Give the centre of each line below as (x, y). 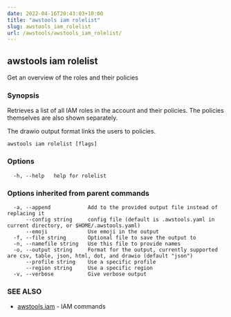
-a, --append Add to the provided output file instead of (115, 207)
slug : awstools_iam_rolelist (49, 26)
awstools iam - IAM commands (61, 307)
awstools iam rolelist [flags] (52, 144)
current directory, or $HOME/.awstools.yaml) (74, 226)
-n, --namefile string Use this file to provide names (97, 244)
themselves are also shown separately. (63, 118)
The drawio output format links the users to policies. (82, 132)
